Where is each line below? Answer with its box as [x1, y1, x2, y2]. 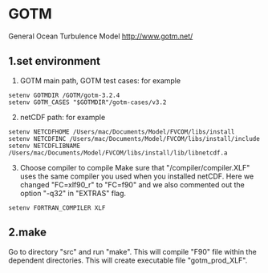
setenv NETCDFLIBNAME [8, 142, 81, 150]
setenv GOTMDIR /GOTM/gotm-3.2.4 [8, 91, 120, 99]
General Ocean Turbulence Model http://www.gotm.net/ [8, 31, 193, 41]
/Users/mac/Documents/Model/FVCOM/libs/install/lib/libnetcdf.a [8, 149, 228, 157]
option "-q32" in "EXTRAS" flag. [19, 188, 127, 198]
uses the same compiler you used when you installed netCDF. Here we [19, 171, 254, 181]
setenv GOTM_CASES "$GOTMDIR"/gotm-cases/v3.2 [8, 98, 167, 106]
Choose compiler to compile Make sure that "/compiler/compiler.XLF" [19, 163, 250, 172]
